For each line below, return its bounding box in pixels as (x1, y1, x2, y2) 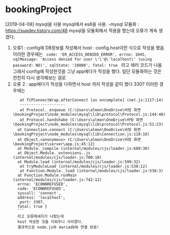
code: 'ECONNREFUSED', (17, 186, 66, 191)
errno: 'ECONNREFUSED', (17, 181, 68, 187)
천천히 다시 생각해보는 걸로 (12, 74, 66, 81)
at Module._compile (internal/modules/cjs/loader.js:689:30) (17, 146, 150, 151)
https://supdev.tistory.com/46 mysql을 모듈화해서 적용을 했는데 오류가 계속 (5, 27, 158, 34)
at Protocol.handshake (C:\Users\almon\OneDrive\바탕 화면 (19, 117, 144, 122)
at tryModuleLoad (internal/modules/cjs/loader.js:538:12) (19, 164, 148, 169)
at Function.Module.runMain (17, 172, 77, 178)
